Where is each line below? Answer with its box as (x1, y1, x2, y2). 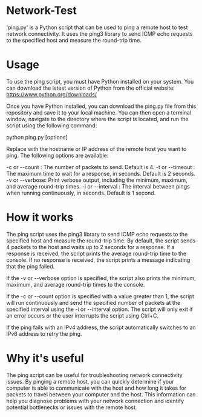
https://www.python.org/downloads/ (6, 90, 97, 98)
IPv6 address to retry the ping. (6, 330, 82, 337)
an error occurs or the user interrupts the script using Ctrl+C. (6, 312, 159, 319)
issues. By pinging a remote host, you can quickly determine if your (6, 378, 174, 385)
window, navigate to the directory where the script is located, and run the (6, 115, 189, 122)
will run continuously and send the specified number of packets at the (6, 299, 181, 306)
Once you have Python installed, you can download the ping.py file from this (6, 102, 197, 110)
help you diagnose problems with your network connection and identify (6, 397, 184, 404)
